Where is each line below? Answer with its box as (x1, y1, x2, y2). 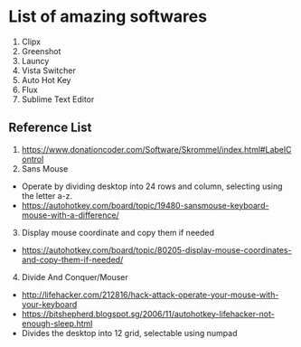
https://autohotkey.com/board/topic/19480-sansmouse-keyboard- (21, 200, 269, 211)
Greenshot (21, 45, 61, 56)
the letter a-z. (21, 190, 73, 201)
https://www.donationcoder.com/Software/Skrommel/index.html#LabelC (21, 144, 292, 155)
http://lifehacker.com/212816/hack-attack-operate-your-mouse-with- (21, 289, 279, 300)
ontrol (21, 154, 44, 164)
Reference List (8, 120, 92, 136)
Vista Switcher (21, 65, 76, 76)
